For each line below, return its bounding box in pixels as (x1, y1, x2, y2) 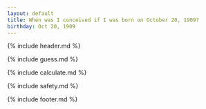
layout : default (7, 10, 54, 17)
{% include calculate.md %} (7, 68, 87, 77)
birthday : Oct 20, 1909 (7, 23, 76, 30)
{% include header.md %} (7, 42, 81, 50)
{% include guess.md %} (7, 55, 78, 63)
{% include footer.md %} (7, 95, 78, 103)
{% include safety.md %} (7, 82, 79, 90)
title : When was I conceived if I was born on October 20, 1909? (7, 17, 199, 23)
